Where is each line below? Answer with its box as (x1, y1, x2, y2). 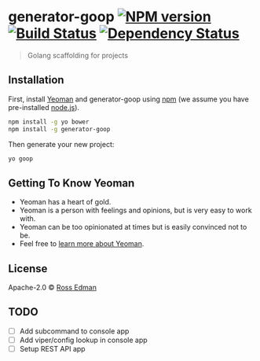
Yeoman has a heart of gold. (19, 197, 112, 207)
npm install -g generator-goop (8, 125, 111, 133)
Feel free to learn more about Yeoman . (19, 239, 145, 249)
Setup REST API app (19, 344, 86, 353)
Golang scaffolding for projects (27, 50, 128, 60)
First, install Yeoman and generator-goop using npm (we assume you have (8, 94, 249, 104)
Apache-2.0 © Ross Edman (8, 283, 97, 292)
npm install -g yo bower (8, 118, 90, 126)
